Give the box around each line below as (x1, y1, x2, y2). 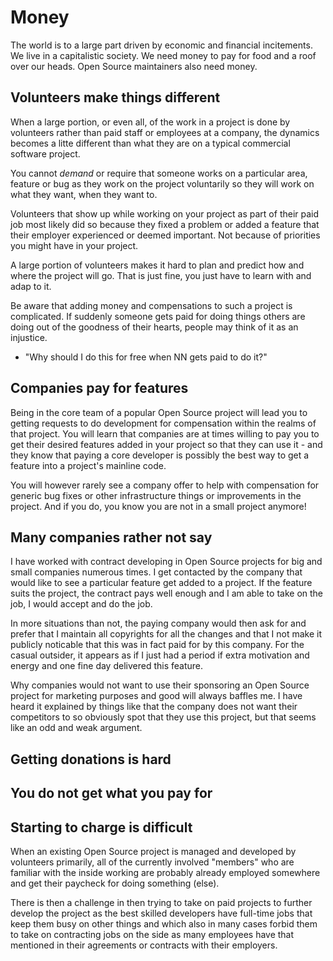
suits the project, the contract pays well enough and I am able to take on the (10, 587, 324, 600)
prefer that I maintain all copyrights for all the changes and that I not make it (10, 628, 323, 640)
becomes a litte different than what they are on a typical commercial (10, 137, 291, 149)
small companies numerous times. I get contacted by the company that (10, 566, 303, 578)
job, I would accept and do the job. (10, 598, 153, 610)
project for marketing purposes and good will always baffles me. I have (10, 690, 303, 702)
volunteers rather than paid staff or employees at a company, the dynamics (10, 126, 320, 138)
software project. (10, 147, 81, 160)
